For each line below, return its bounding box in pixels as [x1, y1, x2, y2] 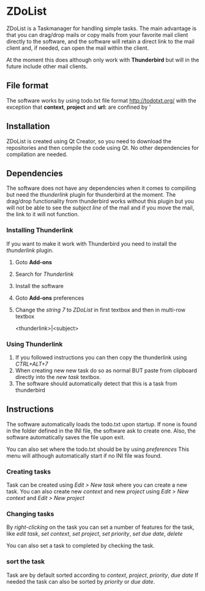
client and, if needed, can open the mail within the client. [6, 44, 149, 52]
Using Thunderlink [6, 340, 63, 348]
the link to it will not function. [6, 211, 80, 218]
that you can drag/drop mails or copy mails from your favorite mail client [6, 31, 188, 38]
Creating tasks [6, 467, 51, 476]
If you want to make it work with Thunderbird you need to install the [6, 240, 177, 247]
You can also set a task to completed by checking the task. [6, 542, 155, 549]
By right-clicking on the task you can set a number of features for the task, [6, 523, 195, 531]
